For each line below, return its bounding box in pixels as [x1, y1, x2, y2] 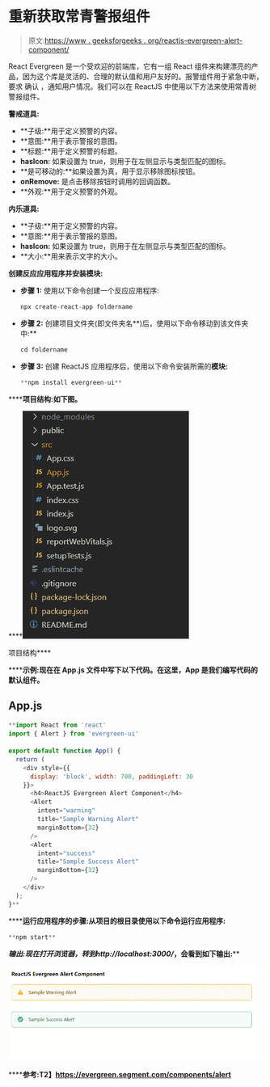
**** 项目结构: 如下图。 [8, 394, 82, 404]
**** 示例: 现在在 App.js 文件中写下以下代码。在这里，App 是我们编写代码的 [8, 664, 259, 675]
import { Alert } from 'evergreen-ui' [8, 730, 139, 738]
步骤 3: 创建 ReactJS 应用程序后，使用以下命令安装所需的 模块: [19, 361, 228, 371]
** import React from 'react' [8, 721, 107, 730]
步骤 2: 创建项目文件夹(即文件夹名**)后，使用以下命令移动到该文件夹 [19, 318, 249, 328]
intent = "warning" [37, 807, 95, 815]
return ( [15, 755, 45, 764]
